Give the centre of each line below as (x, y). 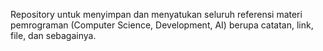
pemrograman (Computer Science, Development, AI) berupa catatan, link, (162, 25)
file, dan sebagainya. (53, 35)
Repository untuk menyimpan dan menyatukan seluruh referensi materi (156, 14)
